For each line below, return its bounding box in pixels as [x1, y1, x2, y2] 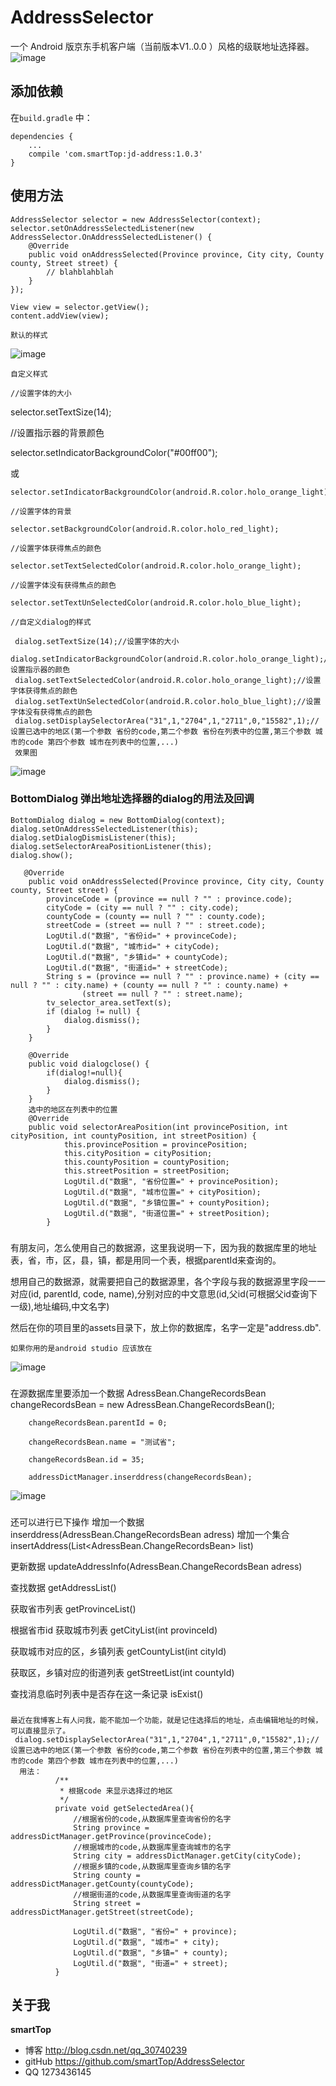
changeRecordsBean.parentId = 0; [28, 1417, 168, 1428]
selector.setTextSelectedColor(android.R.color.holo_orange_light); [10, 561, 302, 571]
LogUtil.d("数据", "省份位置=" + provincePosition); [63, 1176, 280, 1186]
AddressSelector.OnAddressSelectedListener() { [10, 232, 213, 242]
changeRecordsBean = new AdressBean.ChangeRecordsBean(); [10, 1398, 275, 1410]
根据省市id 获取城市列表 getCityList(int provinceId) [10, 1624, 218, 1636]
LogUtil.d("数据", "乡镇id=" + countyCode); [46, 952, 229, 962]
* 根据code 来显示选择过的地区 [59, 1786, 173, 1796]
